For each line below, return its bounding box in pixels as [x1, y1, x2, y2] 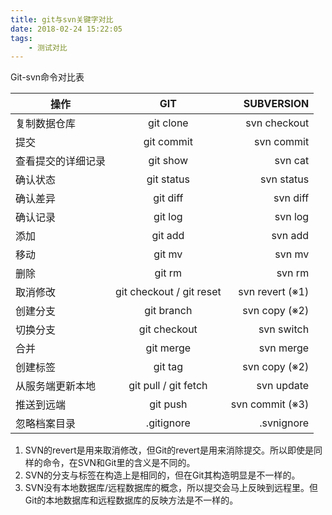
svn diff [273, 191, 310, 205]
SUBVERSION [243, 97, 310, 111]
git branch [144, 304, 193, 318]
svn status [260, 172, 310, 186]
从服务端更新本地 [15, 379, 97, 393]
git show [148, 154, 189, 168]
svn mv [274, 247, 310, 261]
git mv [153, 247, 183, 261]
